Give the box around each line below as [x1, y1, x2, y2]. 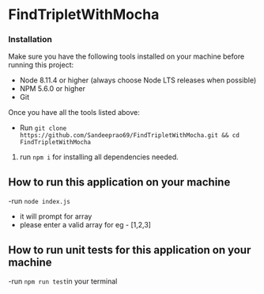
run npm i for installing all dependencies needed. [19, 152, 179, 162]
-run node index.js [8, 197, 71, 206]
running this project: [8, 60, 74, 70]
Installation [8, 34, 53, 45]
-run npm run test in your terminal [8, 277, 118, 286]
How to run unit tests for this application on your [8, 243, 251, 257]
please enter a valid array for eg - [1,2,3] [19, 220, 152, 230]
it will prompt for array [19, 212, 92, 221]
